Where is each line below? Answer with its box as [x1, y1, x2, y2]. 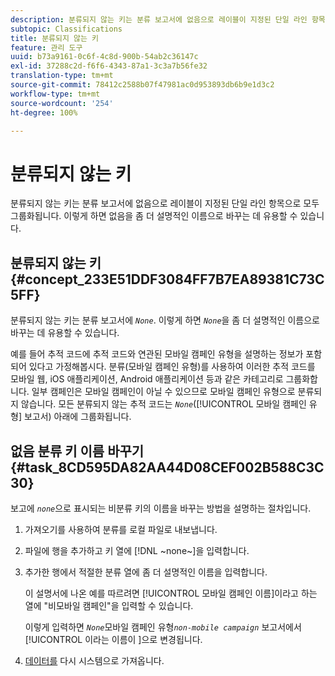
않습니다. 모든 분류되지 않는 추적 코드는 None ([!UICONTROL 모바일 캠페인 [20, 398, 307, 410]
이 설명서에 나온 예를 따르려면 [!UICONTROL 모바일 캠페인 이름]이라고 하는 [24, 587, 318, 599]
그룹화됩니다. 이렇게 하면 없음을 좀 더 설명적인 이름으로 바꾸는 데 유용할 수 [10, 210, 298, 222]
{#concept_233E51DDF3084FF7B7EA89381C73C [10, 271, 325, 288]
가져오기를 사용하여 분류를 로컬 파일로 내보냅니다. [24, 523, 218, 535]
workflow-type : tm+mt [10, 89, 101, 99]
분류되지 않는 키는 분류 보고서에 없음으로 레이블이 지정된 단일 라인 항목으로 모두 [10, 197, 320, 210]
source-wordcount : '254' [10, 98, 114, 108]
